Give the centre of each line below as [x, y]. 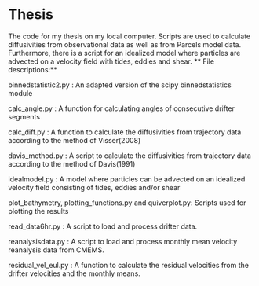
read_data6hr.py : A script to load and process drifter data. [103, 226]
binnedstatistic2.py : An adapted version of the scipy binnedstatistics [120, 85]
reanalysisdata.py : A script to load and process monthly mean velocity [123, 241]
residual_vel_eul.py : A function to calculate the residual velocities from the [129, 265]
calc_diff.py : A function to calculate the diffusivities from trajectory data [125, 132]
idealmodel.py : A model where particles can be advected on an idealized [127, 179]
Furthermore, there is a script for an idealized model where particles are [124, 53]
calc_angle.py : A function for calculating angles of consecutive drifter [122, 108]
